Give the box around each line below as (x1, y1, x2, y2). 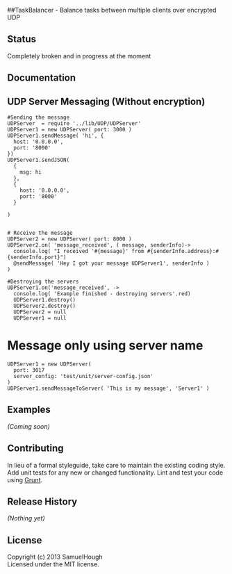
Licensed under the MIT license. (7, 560, 99, 568)
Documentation (7, 72, 76, 84)
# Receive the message (7, 229, 73, 237)
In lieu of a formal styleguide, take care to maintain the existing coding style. (7, 461, 226, 469)
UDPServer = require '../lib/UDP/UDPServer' (7, 120, 141, 127)
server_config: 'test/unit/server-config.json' (13, 372, 154, 379)
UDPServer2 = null (13, 309, 67, 315)
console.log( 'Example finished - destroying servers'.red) (13, 290, 191, 297)
